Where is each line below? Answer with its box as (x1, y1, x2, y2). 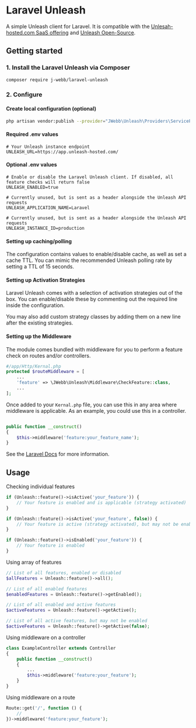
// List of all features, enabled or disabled (6, 570, 121, 576)
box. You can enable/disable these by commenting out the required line (6, 296, 178, 303)
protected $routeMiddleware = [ (6, 369, 85, 375)
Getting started (6, 46, 63, 56)
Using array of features (6, 558, 62, 565)
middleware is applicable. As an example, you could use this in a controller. (6, 407, 187, 414)
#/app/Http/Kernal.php (6, 363, 61, 369)
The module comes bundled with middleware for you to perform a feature (6, 346, 183, 353)
